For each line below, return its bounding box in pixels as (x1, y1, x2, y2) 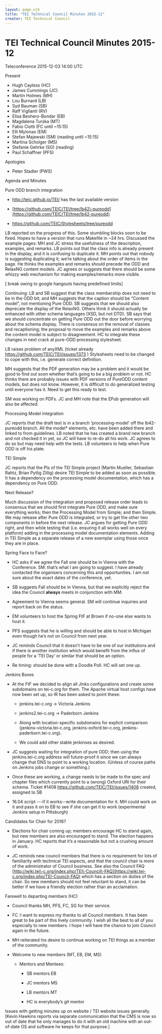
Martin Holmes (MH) (12, 93, 53, 99)
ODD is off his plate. (5, 446, 45, 452)
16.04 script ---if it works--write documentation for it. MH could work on (12, 799, 157, 805)
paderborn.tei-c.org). (19, 730, 62, 736)
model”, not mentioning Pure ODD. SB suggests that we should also (5, 301, 139, 306)
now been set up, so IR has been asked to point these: (12, 692, 120, 697)
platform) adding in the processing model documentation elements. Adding (5, 530, 155, 536)
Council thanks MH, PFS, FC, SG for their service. (12, 903, 111, 909)
